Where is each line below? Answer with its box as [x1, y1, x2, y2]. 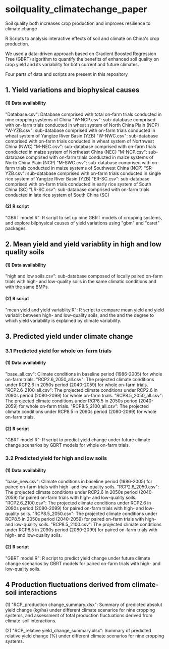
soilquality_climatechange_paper [5, 4, 147, 15]
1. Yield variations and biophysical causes [5, 86, 140, 95]
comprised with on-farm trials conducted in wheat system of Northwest [5, 138, 154, 144]
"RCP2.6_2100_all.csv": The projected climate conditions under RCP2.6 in [5, 387, 158, 393]
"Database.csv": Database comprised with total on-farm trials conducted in [5, 111, 162, 117]
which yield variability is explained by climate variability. [5, 317, 122, 323]
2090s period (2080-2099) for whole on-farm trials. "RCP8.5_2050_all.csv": [5, 393, 163, 399]
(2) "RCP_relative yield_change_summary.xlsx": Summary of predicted [5, 628, 151, 634]
